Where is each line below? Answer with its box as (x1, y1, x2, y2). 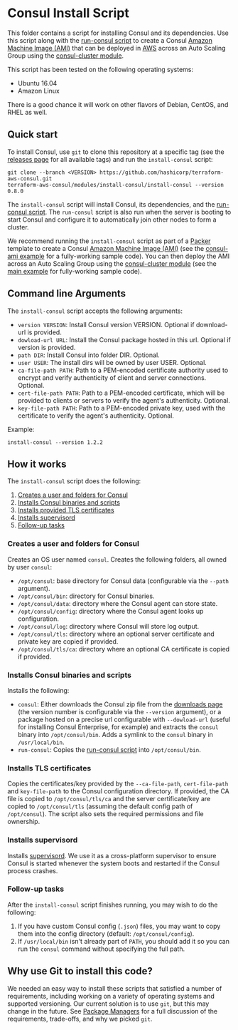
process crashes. (7, 866, 58, 875)
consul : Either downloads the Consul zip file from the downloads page (17, 700, 223, 709)
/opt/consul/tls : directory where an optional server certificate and (17, 629, 215, 638)
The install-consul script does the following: (7, 477, 141, 485)
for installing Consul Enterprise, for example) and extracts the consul (17, 722, 219, 731)
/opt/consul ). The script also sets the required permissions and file (7, 810, 204, 818)
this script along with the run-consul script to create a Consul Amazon (7, 36, 213, 44)
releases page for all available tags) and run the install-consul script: (7, 155, 213, 163)
